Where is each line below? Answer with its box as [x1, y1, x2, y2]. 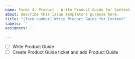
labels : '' [5, 21, 28, 26]
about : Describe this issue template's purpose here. [5, 12, 120, 17]
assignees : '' [5, 26, 35, 31]
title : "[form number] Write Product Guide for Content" [5, 16, 126, 21]
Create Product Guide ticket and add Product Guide [12, 49, 119, 55]
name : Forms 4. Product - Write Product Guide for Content [5, 7, 131, 12]
